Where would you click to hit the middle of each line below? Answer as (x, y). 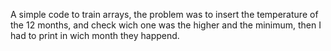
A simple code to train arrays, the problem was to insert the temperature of (164, 14)
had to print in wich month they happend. (95, 35)
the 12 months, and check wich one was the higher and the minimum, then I (166, 25)
